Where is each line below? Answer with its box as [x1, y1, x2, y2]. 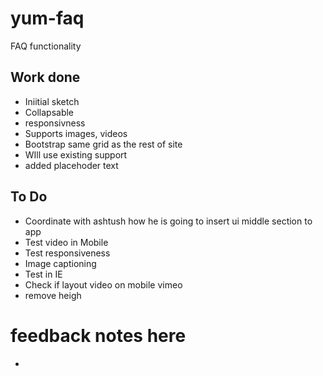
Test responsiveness [24, 247, 111, 259]
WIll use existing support [24, 148, 128, 161]
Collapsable [24, 106, 75, 118]
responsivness [24, 117, 86, 129]
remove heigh [24, 289, 82, 301]
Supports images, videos [24, 127, 128, 139]
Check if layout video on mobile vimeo [24, 278, 183, 291]
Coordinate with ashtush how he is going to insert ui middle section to [24, 215, 313, 227]
